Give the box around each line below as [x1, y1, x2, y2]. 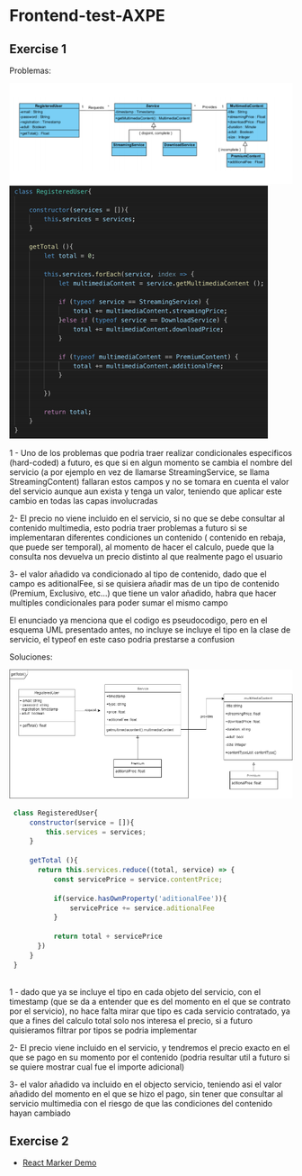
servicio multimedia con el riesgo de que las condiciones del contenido [9, 1098, 273, 1108]
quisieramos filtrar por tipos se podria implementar [9, 1025, 198, 1035]
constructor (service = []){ [29, 817, 135, 827]
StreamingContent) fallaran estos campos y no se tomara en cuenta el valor [9, 477, 289, 488]
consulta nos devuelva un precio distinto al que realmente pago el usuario [9, 552, 283, 562]
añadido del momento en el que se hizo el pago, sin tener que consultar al [9, 1088, 283, 1099]
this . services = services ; [45, 827, 147, 836]
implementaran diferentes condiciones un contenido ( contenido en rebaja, [9, 533, 286, 543]
